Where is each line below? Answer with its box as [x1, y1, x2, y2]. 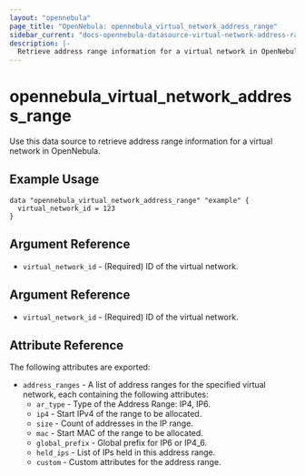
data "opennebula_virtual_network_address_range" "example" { [9, 196, 250, 205]
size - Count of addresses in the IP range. [35, 418, 193, 429]
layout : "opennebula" [9, 13, 92, 23]
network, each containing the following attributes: [22, 389, 209, 400]
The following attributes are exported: [9, 361, 151, 373]
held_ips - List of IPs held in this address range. [35, 447, 216, 458]
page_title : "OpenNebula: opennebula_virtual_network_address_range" [9, 22, 279, 31]
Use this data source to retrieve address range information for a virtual [9, 136, 273, 147]
